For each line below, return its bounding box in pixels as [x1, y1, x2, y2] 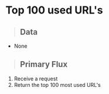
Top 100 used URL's [5, 4, 103, 17]
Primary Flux [19, 59, 68, 69]
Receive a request [13, 75, 58, 82]
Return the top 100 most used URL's [13, 81, 101, 88]
